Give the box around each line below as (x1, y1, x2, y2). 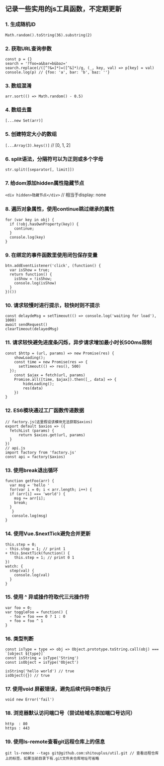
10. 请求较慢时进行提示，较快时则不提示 (5, 301, 100, 308)
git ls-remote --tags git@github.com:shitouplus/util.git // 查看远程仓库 (5, 751, 159, 756)
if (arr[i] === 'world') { (9, 492, 66, 497)
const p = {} (5, 56, 32, 61)
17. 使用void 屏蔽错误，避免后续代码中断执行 (5, 686, 111, 693)
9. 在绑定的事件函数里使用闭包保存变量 (5, 252, 98, 258)
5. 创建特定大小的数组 (5, 130, 57, 137)
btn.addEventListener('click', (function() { (5, 263, 101, 268)
